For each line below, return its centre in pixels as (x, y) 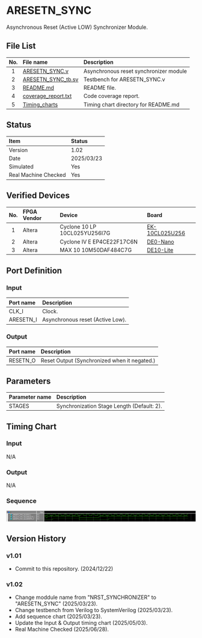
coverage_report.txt (47, 96)
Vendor (32, 218)
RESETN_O (22, 360)
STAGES (19, 406)
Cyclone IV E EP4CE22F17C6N (99, 242)
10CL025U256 (166, 233)
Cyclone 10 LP (78, 227)
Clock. (50, 311)
